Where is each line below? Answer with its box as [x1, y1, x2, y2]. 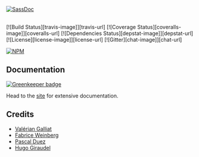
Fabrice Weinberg [14, 131, 59, 139]
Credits [6, 109, 35, 120]
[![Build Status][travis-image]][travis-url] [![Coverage [6, 24, 136, 30]
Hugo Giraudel [14, 144, 51, 151]
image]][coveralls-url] [6, 30, 60, 37]
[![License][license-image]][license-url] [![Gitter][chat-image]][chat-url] [6, 36, 182, 43]
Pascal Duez [14, 137, 46, 145]
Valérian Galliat [14, 125, 52, 132]
